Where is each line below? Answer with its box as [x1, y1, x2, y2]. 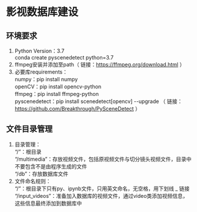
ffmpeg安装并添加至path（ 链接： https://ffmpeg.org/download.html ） [14, 61, 185, 68]
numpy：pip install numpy [14, 76, 78, 82]
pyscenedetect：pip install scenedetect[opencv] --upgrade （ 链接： [14, 98, 183, 105]
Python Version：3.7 [14, 48, 65, 54]
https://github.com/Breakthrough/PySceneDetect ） [14, 105, 141, 112]
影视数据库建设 [6, 5, 79, 19]
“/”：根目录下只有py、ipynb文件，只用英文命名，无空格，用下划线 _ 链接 [14, 185, 190, 192]
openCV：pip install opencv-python [14, 83, 102, 90]
